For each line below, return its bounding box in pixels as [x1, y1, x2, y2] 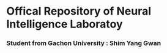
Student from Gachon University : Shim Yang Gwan [6, 39, 161, 48]
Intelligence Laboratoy [6, 17, 123, 31]
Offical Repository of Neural [6, 4, 152, 18]
